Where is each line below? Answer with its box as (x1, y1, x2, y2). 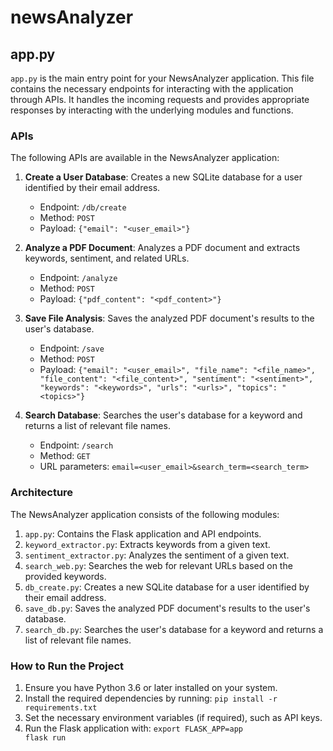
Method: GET (39, 450, 91, 462)
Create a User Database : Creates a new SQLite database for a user (24, 171, 303, 183)
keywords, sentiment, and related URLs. (24, 252, 190, 265)
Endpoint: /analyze (39, 272, 118, 284)
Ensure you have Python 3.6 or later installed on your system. (24, 681, 278, 693)
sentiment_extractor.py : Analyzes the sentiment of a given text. (24, 549, 290, 561)
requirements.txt (24, 702, 98, 713)
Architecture (10, 486, 74, 500)
